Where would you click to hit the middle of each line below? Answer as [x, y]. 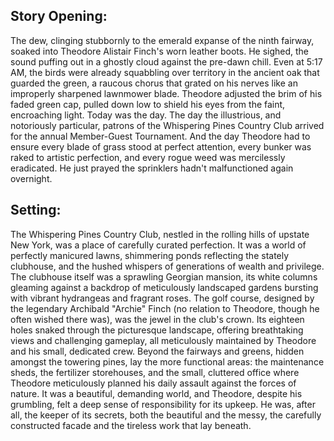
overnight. [31, 178]
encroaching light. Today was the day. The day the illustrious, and [146, 115]
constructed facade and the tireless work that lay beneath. [131, 425]
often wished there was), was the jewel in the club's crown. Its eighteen [157, 319]
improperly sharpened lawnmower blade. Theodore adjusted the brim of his [166, 93]
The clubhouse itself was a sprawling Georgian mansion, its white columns [164, 276]
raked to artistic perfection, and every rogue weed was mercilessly [148, 157]
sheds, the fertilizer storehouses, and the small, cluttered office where [155, 372]
